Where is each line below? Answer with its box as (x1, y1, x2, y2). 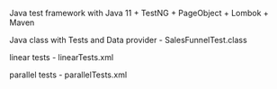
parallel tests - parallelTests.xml (9, 69, 128, 80)
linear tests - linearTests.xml (9, 52, 114, 62)
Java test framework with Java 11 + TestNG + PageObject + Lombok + (9, 8, 270, 18)
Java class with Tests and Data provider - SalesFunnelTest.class (9, 35, 247, 45)
